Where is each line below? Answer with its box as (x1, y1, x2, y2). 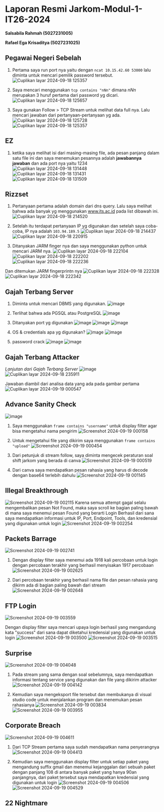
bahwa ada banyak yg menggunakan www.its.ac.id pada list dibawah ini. (12, 208, 159, 214)
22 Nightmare (5, 799, 48, 808)
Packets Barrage (5, 534, 57, 543)
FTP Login (5, 602, 37, 610)
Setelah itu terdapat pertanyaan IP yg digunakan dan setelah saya (12, 223, 145, 229)
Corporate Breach (5, 721, 61, 730)
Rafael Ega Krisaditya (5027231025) (5, 39, 80, 45)
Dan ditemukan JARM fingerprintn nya (5, 268, 82, 274)
